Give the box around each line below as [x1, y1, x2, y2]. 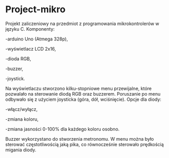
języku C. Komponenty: [5, 26, 55, 32]
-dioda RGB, [5, 55, 31, 62]
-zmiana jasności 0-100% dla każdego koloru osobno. [5, 126, 120, 132]
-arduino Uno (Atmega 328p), [5, 36, 68, 42]
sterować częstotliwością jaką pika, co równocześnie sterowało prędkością [5, 141, 164, 147]
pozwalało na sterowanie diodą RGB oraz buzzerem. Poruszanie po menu [5, 91, 161, 97]
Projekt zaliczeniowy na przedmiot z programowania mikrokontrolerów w [5, 20, 159, 27]
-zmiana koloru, [5, 116, 39, 122]
